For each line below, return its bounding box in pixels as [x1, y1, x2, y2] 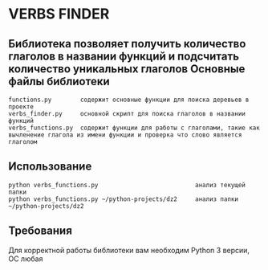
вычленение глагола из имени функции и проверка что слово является [8, 131, 242, 139]
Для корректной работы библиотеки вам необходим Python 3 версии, [8, 245, 250, 255]
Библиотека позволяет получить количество [8, 37, 246, 51]
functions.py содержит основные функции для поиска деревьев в [8, 96, 250, 104]
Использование [8, 160, 92, 174]
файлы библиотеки [8, 74, 110, 88]
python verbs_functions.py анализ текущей [8, 181, 246, 189]
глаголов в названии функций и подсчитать [8, 49, 239, 63]
